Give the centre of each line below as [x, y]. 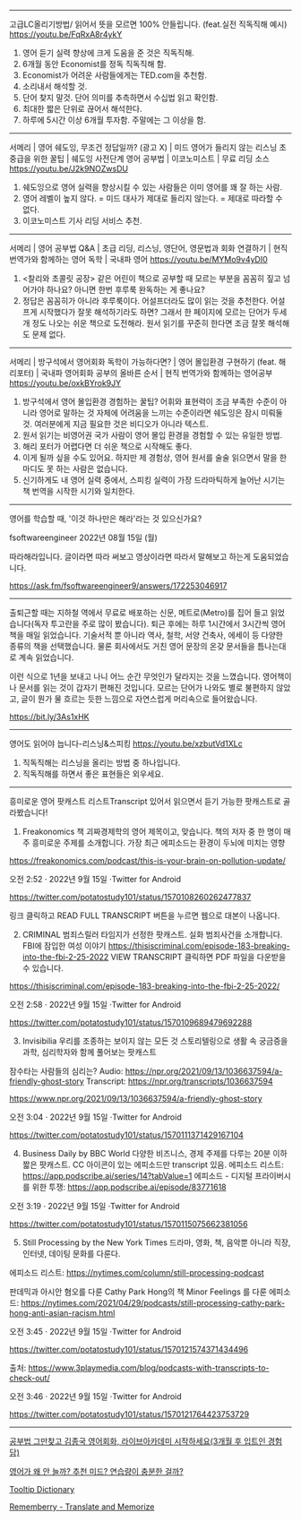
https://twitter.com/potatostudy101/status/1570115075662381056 [129, 1224]
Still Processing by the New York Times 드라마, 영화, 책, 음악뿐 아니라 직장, [156, 1242]
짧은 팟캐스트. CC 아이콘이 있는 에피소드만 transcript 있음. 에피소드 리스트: [153, 1164]
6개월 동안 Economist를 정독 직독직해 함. [94, 64]
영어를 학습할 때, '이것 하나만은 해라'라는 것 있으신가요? [106, 519]
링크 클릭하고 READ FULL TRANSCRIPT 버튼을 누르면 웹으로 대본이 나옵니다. [145, 915]
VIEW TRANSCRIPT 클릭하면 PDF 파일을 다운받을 [198, 957]
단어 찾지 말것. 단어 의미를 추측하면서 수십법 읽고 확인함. [120, 98]
